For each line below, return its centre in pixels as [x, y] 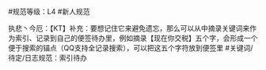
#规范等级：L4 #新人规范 [49, 11]
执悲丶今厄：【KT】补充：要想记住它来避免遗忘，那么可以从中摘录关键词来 [129, 28]
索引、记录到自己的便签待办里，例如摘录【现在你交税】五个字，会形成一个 [136, 38]
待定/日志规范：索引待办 [48, 58]
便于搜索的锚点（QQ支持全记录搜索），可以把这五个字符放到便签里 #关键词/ [131, 48]
